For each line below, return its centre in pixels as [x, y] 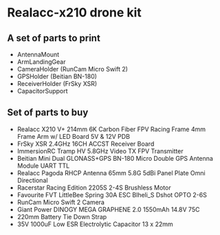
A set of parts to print [54, 38]
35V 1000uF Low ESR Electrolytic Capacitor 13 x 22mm [95, 224]
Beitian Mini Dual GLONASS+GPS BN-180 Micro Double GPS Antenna [115, 158]
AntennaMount [38, 54]
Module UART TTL [43, 166]
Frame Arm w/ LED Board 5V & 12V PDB [74, 136]
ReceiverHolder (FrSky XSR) [57, 83]
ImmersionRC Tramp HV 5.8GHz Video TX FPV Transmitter [100, 151]
